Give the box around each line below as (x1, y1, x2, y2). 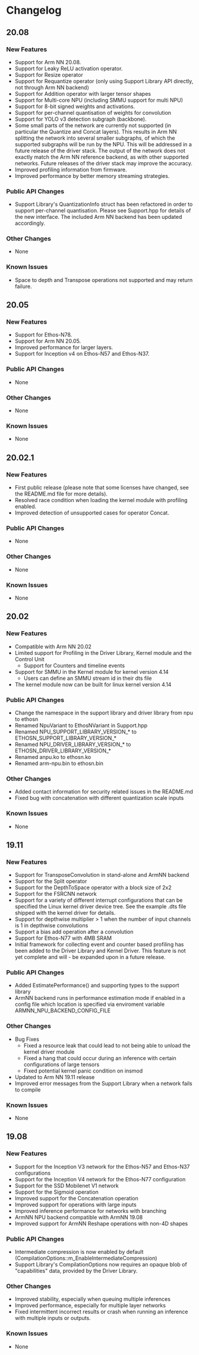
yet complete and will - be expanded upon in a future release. (14, 953, 166, 961)
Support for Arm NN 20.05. (14, 337, 81, 345)
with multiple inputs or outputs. (14, 1315, 91, 1322)
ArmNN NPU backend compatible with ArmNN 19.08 (14, 1213, 143, 1221)
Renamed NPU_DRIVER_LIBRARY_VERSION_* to (14, 741, 131, 748)
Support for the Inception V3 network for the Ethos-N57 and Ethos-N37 (14, 1163, 190, 1170)
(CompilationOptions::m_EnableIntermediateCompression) (14, 1254, 157, 1262)
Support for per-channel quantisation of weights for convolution (14, 109, 171, 116)
